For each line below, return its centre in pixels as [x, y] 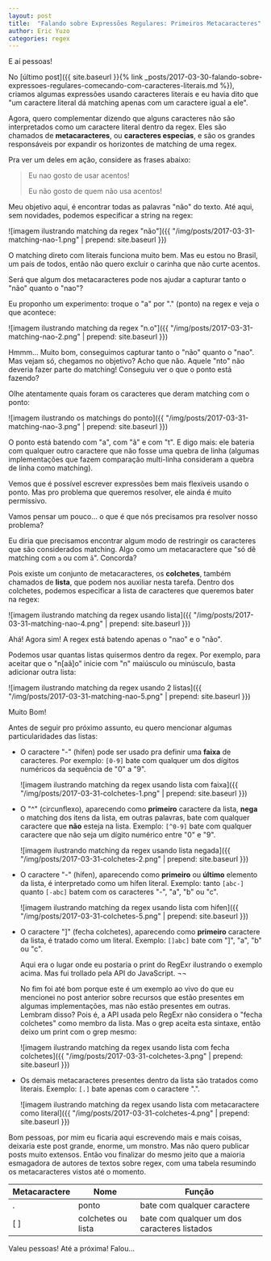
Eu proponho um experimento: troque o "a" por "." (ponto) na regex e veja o [134, 304]
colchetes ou [102, 1219]
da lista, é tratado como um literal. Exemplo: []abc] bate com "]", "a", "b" [141, 940]
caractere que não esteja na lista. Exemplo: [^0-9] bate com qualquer [136, 826]
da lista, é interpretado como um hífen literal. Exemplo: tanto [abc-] [132, 884]
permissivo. [28, 501]
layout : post [30, 16]
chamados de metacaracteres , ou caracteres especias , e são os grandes [132, 136]
